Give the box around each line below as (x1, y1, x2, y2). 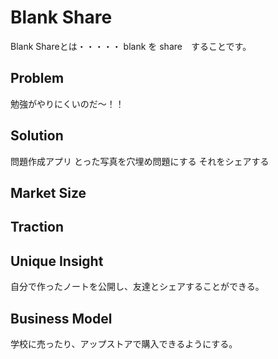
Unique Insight (10, 252, 104, 270)
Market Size (10, 184, 87, 201)
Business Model (10, 310, 113, 327)
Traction (10, 219, 64, 236)
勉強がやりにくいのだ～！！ (10, 97, 125, 110)
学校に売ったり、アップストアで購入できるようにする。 (10, 337, 238, 350)
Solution (10, 127, 64, 145)
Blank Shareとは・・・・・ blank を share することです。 (10, 40, 252, 52)
